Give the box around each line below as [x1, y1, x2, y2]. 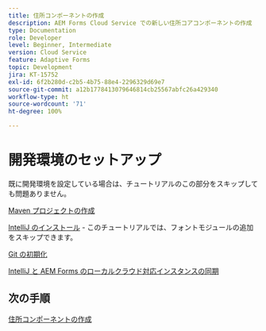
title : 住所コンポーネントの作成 [8, 11, 105, 20]
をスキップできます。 [8, 232, 78, 242]
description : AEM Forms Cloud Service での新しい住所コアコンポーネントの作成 [8, 19, 253, 27]
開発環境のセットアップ [8, 152, 162, 169]
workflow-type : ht [8, 93, 69, 101]
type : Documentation [8, 26, 77, 34]
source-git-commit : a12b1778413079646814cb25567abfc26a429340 [8, 85, 218, 94]
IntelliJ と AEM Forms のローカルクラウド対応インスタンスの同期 [8, 266, 219, 275]
